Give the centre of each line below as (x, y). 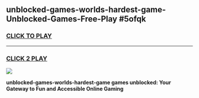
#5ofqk (132, 19)
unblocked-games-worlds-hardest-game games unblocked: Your (89, 82)
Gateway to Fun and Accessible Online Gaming (65, 88)
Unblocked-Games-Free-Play (62, 19)
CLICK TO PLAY (29, 36)
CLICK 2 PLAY (27, 58)
